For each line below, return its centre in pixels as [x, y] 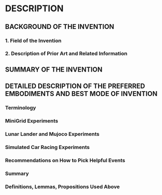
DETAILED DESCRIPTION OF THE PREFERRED [75, 86]
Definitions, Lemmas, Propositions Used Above [63, 187]
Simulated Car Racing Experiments [47, 147]
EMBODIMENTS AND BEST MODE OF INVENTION [81, 94]
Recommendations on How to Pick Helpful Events [65, 160]
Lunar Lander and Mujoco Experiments [52, 134]
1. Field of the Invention [33, 41]
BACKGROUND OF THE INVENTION [60, 27]
